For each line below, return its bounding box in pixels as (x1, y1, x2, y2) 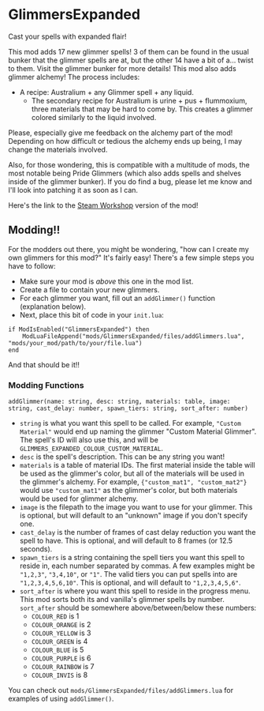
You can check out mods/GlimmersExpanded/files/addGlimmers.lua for (8, 686, 234, 695)
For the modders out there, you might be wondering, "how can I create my (8, 244, 250, 254)
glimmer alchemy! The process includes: (8, 72, 140, 81)
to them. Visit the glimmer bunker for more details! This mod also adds (8, 63, 236, 73)
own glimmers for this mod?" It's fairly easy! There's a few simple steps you (8, 253, 255, 262)
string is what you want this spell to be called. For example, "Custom (19, 419, 242, 428)
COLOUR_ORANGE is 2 (31, 620, 91, 630)
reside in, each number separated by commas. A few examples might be (19, 561, 255, 570)
